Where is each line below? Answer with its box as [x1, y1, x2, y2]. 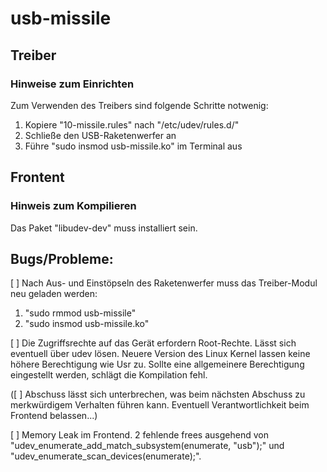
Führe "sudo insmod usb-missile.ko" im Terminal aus [24, 140, 243, 152]
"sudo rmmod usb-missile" [24, 307, 137, 319]
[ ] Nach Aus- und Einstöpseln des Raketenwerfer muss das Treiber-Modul [10, 277, 318, 289]
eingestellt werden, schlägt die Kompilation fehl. [10, 369, 208, 381]
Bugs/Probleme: [10, 250, 114, 267]
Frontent [10, 169, 65, 186]
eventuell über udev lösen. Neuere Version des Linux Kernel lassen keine [10, 348, 311, 360]
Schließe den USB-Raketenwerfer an [24, 129, 177, 141]
